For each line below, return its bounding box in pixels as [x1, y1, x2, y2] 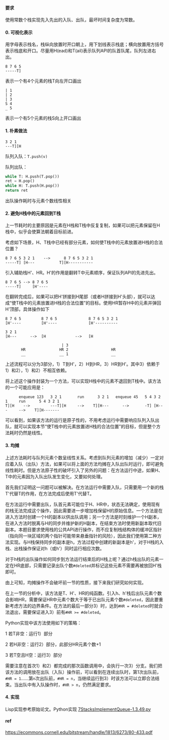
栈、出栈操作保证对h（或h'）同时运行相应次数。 [5, 545, 105, 551]
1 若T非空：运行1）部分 [5, 631, 53, 637]
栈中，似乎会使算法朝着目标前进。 [5, 229, 76, 235]
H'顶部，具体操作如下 [5, 306, 50, 312]
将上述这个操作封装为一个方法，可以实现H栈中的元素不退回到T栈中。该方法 [5, 378, 161, 384]
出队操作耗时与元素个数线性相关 [5, 198, 71, 204]
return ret [5, 188, 28, 193]
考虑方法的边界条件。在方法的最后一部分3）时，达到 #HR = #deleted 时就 [9, 603, 158, 609]
